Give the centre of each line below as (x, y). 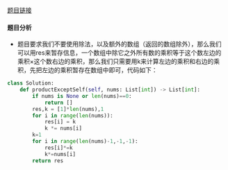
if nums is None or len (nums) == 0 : (82, 96)
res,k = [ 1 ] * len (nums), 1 (68, 109)
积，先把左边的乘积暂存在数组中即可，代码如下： (87, 70)
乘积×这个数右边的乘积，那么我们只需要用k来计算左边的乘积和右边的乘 (119, 62)
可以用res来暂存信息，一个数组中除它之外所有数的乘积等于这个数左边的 (119, 53)
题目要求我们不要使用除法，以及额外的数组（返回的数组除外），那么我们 (119, 44)
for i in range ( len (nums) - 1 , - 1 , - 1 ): (85, 142)
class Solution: (31, 83)
